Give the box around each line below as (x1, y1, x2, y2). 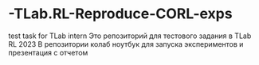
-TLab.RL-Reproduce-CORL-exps (8, 5, 233, 23)
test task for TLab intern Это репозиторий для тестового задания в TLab (8, 31, 252, 40)
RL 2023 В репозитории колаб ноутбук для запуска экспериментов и (8, 39, 244, 48)
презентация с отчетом (8, 48, 88, 57)
